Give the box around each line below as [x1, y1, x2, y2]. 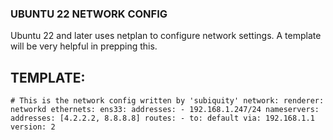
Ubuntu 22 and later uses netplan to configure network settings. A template [10, 30, 322, 42]
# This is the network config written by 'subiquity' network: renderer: [10, 96, 325, 106]
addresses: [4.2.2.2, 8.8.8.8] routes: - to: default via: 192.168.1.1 [10, 113, 315, 124]
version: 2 [10, 122, 56, 132]
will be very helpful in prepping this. [10, 40, 158, 52]
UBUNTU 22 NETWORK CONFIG [10, 7, 168, 21]
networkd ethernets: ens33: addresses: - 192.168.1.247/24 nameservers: [10, 105, 320, 115]
